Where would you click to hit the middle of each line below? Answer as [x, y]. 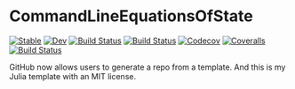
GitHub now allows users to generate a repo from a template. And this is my [147, 67]
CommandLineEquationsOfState [131, 16]
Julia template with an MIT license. [72, 76]
